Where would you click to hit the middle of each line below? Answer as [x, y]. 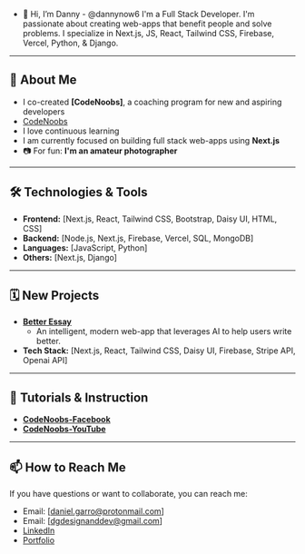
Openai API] [45, 361]
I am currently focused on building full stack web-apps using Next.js [151, 140]
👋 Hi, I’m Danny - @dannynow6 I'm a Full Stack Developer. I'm [138, 14]
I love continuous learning [71, 131]
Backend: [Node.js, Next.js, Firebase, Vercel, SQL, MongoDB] [138, 238]
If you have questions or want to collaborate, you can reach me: [128, 494]
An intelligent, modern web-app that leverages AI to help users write [164, 331]
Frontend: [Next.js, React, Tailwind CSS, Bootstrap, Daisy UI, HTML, [150, 219]
